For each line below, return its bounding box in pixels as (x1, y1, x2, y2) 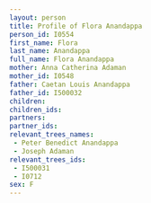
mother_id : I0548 (9, 72, 75, 81)
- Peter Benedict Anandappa (13, 138, 119, 147)
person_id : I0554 (9, 30, 75, 39)
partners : (9, 113, 47, 122)
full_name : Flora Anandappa (9, 55, 115, 64)
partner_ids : (9, 122, 58, 131)
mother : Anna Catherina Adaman (9, 64, 127, 73)
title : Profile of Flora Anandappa (9, 22, 143, 31)
